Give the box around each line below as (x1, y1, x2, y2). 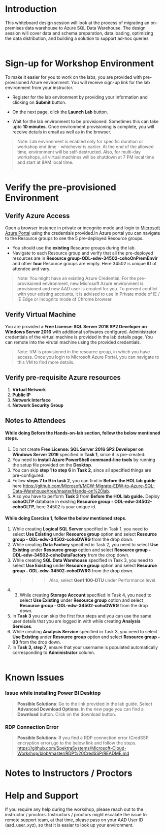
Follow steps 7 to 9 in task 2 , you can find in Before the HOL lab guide (12, 478, 156, 484)
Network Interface (12, 397, 51, 403)
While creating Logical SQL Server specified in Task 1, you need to (12, 526, 148, 532)
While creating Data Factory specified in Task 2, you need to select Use (12, 542, 159, 548)
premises (5, 25, 24, 31)
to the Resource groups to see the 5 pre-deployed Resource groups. (5, 235, 144, 241)
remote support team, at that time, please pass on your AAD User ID (5, 817, 144, 823)
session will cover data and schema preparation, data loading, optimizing (5, 30, 154, 36)
